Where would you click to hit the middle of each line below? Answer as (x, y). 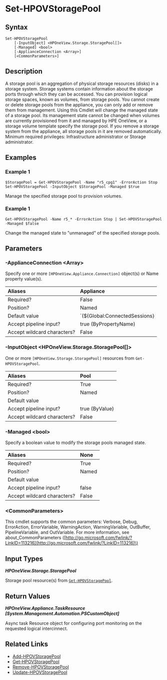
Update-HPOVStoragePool (40, 672)
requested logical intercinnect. (36, 628)
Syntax (16, 27)
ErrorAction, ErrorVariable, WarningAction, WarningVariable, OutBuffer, (78, 527)
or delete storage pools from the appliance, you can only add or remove (79, 104)
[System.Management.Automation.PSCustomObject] (62, 613)
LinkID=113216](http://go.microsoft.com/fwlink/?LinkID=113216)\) (72, 543)
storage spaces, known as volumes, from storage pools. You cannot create (82, 99)
